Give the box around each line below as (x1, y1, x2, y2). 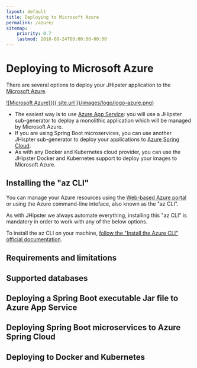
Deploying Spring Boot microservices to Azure (6, 322, 181, 332)
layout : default (6, 8, 46, 15)
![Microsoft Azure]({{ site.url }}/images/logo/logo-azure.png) (6, 99, 154, 106)
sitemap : (6, 25, 28, 31)
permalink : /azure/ (6, 20, 54, 25)
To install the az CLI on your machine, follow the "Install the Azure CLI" (6, 229, 179, 236)
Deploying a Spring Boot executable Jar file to (6, 293, 179, 303)
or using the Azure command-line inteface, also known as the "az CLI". (6, 200, 179, 207)
